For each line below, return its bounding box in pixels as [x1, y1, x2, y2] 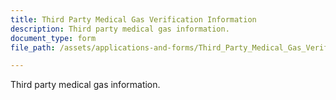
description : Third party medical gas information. [10, 24, 230, 34]
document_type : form [10, 33, 97, 43]
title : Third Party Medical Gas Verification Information [10, 14, 257, 25]
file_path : [10, 42, 56, 53]
